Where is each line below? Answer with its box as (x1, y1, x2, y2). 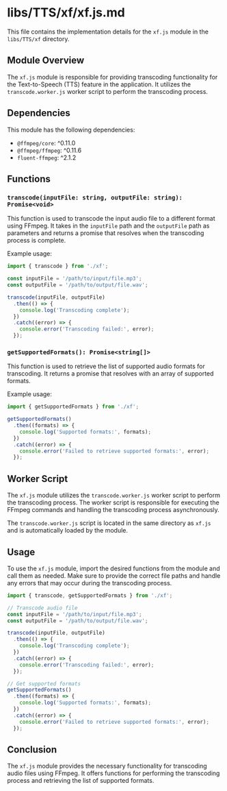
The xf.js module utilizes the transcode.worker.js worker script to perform (7, 491, 221, 500)
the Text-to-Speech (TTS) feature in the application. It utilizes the (7, 80, 191, 88)
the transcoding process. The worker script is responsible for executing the (7, 498, 220, 507)
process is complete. (7, 236, 66, 245)
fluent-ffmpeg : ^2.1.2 (16, 153, 77, 162)
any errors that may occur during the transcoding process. (7, 579, 172, 587)
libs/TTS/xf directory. (7, 34, 70, 42)
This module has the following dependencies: (7, 125, 135, 134)
